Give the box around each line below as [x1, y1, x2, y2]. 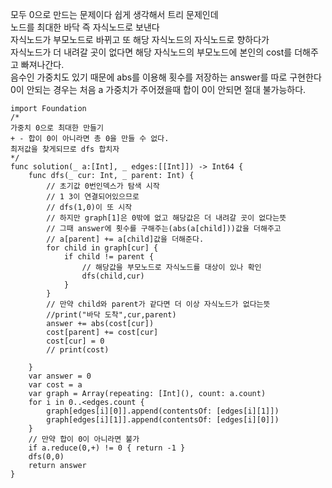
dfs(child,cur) [81, 271, 145, 281]
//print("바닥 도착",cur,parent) [46, 310, 177, 320]
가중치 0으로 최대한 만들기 [10, 123, 104, 133]
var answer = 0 [28, 371, 92, 381]
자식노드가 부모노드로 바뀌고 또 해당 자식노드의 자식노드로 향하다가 [10, 34, 270, 45]
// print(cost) [46, 345, 110, 355]
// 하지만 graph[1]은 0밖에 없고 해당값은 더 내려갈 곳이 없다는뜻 [46, 213, 287, 223]
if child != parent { [63, 252, 155, 262]
